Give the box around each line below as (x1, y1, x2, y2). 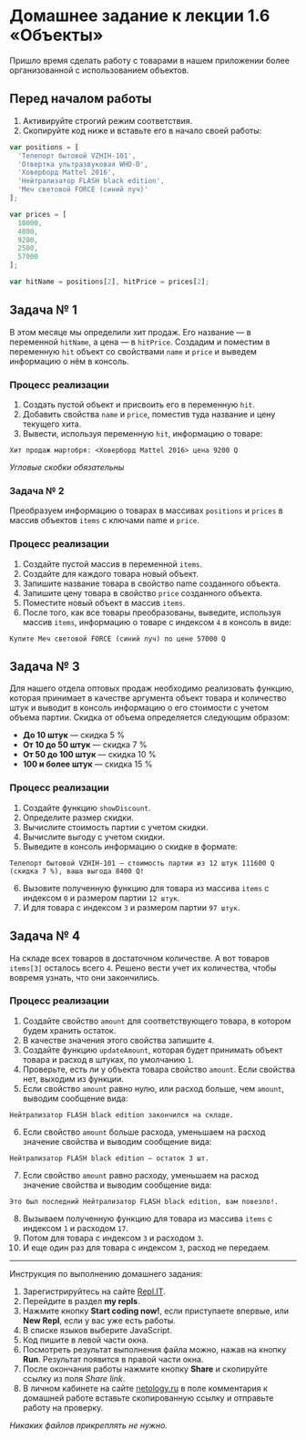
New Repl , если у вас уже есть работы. (22, 1314, 176, 1326)
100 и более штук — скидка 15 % (22, 758, 153, 770)
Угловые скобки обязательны (9, 461, 125, 472)
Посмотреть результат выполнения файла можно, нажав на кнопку (22, 1343, 287, 1354)
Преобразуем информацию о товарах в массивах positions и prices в (9, 505, 284, 516)
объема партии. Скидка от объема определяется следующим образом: (9, 712, 290, 723)
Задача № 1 (9, 303, 77, 318)
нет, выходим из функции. (22, 1073, 125, 1085)
